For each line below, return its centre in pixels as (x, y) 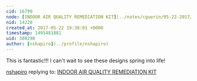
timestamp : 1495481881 (34, 33)
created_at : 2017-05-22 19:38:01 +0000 (55, 28)
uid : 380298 (21, 38)
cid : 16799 (19, 11)
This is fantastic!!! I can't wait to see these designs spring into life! (86, 60)
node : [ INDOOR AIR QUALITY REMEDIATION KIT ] (61, 17)
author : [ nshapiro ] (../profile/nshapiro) (57, 44)
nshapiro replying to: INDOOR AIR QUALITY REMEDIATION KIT (81, 72)
